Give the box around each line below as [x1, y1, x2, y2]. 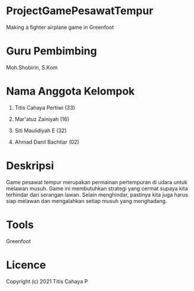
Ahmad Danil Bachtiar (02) [14, 138, 80, 145]
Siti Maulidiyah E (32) [14, 127, 67, 134]
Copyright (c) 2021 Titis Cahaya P [6, 277, 88, 285]
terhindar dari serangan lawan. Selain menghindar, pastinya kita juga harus [6, 191, 188, 198]
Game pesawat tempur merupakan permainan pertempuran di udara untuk [6, 178, 187, 185]
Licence [6, 258, 46, 272]
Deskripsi [6, 159, 54, 172]
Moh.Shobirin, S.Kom [6, 64, 58, 71]
